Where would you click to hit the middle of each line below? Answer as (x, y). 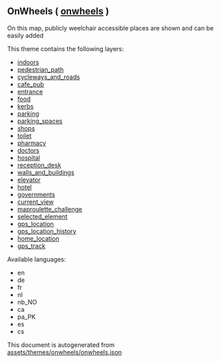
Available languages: (37, 259)
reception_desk (39, 165)
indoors (28, 62)
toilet (25, 136)
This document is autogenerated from (61, 344)
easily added (25, 35)
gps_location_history (47, 231)
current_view (35, 202)
